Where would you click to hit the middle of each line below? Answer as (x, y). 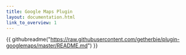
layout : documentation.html (41, 17)
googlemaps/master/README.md (47, 46)
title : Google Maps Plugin (39, 12)
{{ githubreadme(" (28, 40)
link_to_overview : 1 (32, 22)
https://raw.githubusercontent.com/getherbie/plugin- (115, 40)
